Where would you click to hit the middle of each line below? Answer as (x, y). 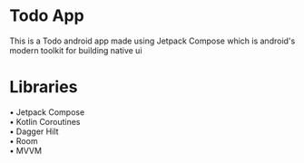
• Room (24, 140)
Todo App (47, 16)
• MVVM (26, 150)
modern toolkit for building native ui (76, 50)
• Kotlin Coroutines (45, 121)
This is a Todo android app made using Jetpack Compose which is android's (152, 41)
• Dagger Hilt (34, 131)
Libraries (44, 87)
